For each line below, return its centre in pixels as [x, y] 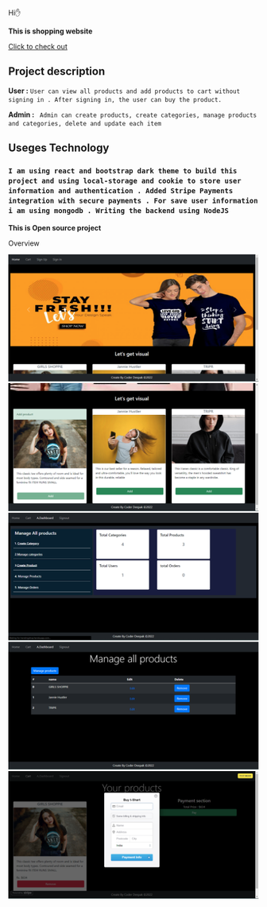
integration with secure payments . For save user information [133, 201]
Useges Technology [59, 148]
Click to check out [38, 47]
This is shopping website [50, 31]
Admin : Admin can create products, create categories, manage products [133, 114]
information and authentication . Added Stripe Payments [121, 191]
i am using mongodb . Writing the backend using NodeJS [118, 211]
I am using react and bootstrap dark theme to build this [123, 171]
